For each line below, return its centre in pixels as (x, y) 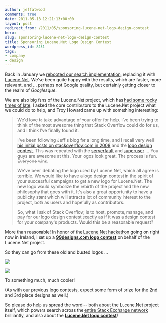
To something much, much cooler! (40, 280)
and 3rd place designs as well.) (37, 295)
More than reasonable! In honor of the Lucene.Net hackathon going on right (82, 232)
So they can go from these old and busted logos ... (57, 252)
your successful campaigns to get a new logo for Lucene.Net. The (84, 181)
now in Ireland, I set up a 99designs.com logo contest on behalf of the (78, 237)
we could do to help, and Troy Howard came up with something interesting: (82, 110)
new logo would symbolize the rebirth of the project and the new (83, 187)
